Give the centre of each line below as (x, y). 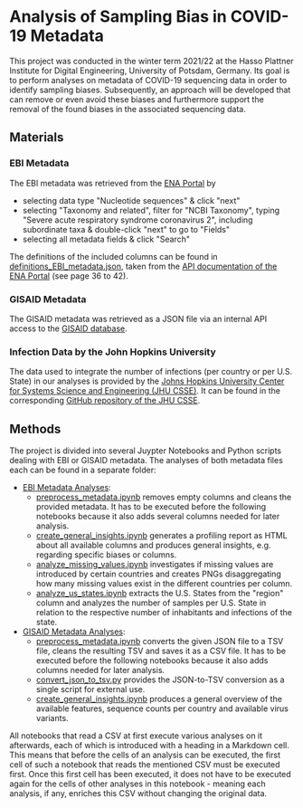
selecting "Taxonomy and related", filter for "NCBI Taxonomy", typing (151, 210)
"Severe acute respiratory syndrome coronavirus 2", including (137, 220)
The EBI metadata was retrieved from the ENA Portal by (113, 183)
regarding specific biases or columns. (106, 555)
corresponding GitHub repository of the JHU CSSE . (105, 401)
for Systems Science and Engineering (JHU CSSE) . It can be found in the (145, 391)
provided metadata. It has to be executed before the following (151, 507)
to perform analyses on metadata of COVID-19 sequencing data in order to (148, 80)
